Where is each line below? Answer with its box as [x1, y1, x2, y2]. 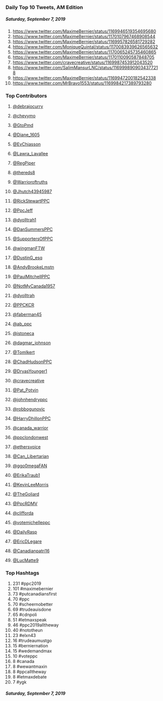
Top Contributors [5, 92, 47, 99]
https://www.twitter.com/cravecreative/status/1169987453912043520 [12, 59, 153, 65]
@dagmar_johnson [12, 340, 51, 346]
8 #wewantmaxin [12, 663, 47, 670]
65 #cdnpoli [12, 612, 37, 618]
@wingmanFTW [12, 246, 45, 251]
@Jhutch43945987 [12, 188, 52, 194]
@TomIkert [12, 350, 35, 355]
